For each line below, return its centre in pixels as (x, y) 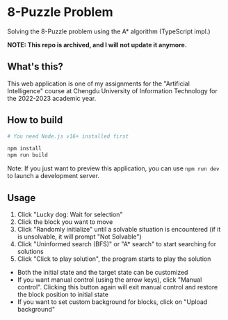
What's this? (35, 67)
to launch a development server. (53, 176)
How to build (35, 120)
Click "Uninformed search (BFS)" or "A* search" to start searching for (117, 244)
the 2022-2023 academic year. (52, 98)
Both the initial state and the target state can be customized (103, 272)
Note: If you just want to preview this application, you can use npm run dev (114, 168)
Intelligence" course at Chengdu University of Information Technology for (112, 90)
